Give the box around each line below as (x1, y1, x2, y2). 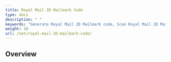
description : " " (5, 17, 42, 22)
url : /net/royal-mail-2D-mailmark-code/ (5, 31, 93, 36)
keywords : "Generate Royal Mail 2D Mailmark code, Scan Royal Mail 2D (5, 21, 158, 27)
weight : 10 (5, 26, 28, 32)
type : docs (5, 12, 28, 17)
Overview (5, 50, 37, 58)
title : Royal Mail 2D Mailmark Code (5, 7, 83, 13)
